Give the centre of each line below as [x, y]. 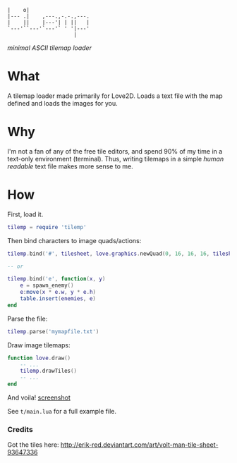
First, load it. [25, 214]
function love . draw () [39, 358]
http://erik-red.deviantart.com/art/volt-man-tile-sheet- [139, 445]
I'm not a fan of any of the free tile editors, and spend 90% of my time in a [115, 151]
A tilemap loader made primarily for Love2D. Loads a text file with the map [115, 96]
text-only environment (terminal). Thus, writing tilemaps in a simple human [116, 159]
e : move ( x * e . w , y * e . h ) [58, 292]
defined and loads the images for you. [62, 103]
